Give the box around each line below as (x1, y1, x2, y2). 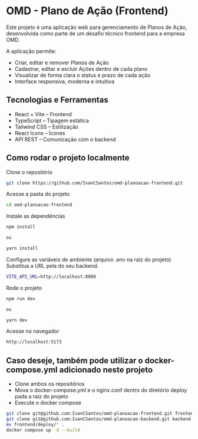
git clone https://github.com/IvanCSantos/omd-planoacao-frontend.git (6, 180, 183, 186)
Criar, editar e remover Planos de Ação (14, 59, 109, 66)
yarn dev (6, 317, 28, 323)
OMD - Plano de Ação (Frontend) (6, 4, 169, 18)
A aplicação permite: (6, 47, 57, 54)
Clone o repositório (6, 168, 53, 175)
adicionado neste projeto (59, 365, 153, 375)
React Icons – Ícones (14, 129, 65, 136)
